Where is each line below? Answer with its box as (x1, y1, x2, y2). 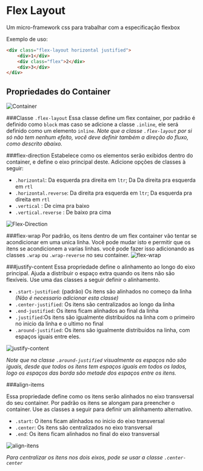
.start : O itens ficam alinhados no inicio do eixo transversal (15, 418, 165, 425)
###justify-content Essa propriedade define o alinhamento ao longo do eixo (6, 263, 196, 270)
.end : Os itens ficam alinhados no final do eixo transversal (15, 430, 159, 438)
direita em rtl (15, 196, 50, 203)
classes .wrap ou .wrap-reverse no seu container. (6, 252, 130, 259)
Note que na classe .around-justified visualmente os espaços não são (6, 356, 187, 364)
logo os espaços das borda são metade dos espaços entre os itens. (6, 369, 177, 376)
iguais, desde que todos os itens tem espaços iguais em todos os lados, (6, 363, 187, 370)
